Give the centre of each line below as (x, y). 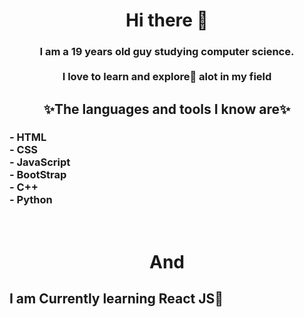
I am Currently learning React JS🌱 (116, 299)
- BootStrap (38, 175)
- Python (31, 200)
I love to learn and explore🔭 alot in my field (167, 77)
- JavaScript (40, 162)
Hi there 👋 (167, 20)
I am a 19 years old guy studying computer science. (167, 52)
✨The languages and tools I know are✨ (167, 109)
